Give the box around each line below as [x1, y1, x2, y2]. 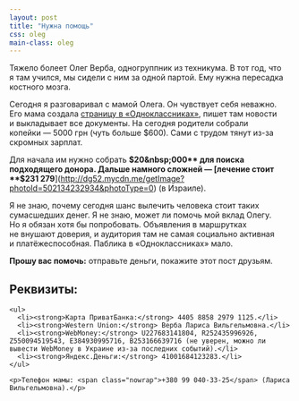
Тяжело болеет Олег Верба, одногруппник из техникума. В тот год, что [9, 63, 282, 73]
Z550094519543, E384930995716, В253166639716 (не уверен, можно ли [9, 337, 267, 346]
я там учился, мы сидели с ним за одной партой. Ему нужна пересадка [9, 73, 284, 83]
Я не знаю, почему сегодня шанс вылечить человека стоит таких [9, 200, 260, 211]
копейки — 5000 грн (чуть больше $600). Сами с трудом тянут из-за [9, 127, 275, 139]
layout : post [9, 13, 58, 22]
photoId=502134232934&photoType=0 [9, 183, 154, 193]
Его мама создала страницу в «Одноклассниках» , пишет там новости [9, 108, 278, 119]
